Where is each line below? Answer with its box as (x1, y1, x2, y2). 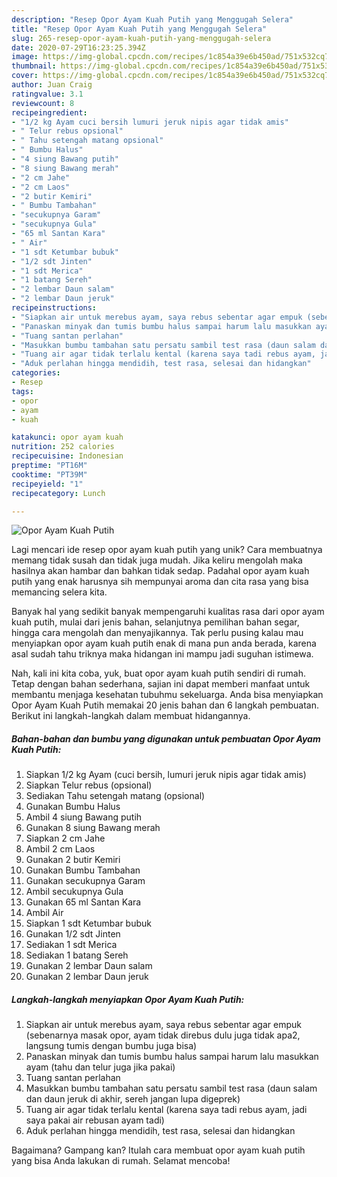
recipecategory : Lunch (11, 488, 106, 498)
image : (11, 52, 39, 62)
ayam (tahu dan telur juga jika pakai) (25, 1061, 176, 1073)
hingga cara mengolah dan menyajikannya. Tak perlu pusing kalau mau (11, 627, 304, 639)
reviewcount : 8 (11, 98, 75, 108)
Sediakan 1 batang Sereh (25, 949, 129, 961)
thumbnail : (11, 61, 57, 71)
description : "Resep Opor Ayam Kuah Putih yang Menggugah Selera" (11, 14, 294, 25)
